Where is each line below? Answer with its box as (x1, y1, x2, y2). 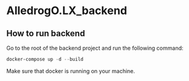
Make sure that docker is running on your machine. (6, 67, 136, 74)
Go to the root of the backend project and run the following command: (6, 44, 184, 52)
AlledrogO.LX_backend (6, 4, 128, 18)
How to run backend (6, 28, 85, 39)
